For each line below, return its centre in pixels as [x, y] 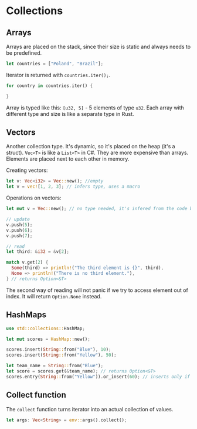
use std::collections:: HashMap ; [45, 328]
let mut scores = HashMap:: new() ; [48, 339]
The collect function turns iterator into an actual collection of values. [90, 409]
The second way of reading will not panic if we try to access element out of [97, 290]
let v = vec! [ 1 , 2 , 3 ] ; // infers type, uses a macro [73, 187]
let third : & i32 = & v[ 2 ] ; [38, 252]
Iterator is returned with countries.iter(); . [58, 75]
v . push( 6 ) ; [19, 230]
